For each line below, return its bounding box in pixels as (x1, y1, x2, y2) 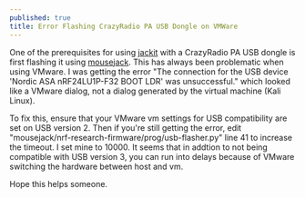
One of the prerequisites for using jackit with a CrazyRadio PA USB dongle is (9, 46, 296, 57)
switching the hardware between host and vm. (9, 161, 184, 172)
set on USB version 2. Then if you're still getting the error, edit (9, 122, 242, 133)
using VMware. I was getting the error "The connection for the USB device (9, 65, 289, 77)
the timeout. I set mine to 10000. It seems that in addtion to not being (9, 142, 269, 153)
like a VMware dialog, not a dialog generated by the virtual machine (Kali (9, 85, 281, 96)
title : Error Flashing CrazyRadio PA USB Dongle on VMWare (9, 22, 239, 31)
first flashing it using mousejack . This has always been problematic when (9, 56, 284, 67)
